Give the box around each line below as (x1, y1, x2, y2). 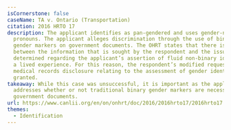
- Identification (13, 112, 63, 119)
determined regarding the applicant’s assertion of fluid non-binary (13, 55, 217, 62)
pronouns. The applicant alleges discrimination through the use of (13, 36, 214, 43)
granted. (13, 74, 38, 81)
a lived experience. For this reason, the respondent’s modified (13, 61, 205, 68)
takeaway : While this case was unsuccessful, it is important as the (7, 80, 211, 87)
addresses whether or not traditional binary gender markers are (13, 87, 205, 94)
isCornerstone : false (7, 10, 69, 17)
